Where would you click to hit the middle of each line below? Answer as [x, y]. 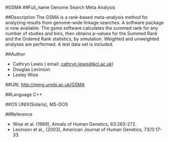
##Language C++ [24, 94]
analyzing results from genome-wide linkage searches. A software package [84, 23]
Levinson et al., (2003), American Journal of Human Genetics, [78, 130]
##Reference [19, 114]
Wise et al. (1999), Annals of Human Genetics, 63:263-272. [75, 124]
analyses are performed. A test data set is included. [59, 44]
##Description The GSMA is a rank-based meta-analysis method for [77, 17]
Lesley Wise [25, 75]
